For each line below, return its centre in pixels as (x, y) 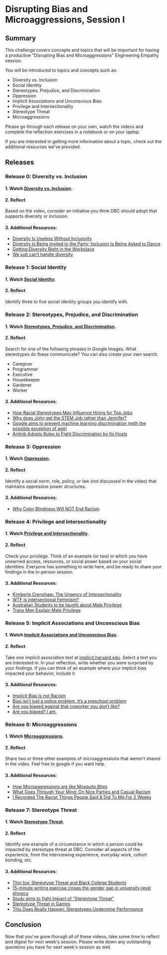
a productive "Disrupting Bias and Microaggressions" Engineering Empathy (82, 55)
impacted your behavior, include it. (41, 673)
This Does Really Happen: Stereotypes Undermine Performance (78, 909)
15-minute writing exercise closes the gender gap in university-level (82, 888)
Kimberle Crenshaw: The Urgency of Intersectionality (67, 594)
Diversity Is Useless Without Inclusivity (52, 239)
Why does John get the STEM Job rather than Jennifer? (69, 418)
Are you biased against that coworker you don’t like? (66, 706)
